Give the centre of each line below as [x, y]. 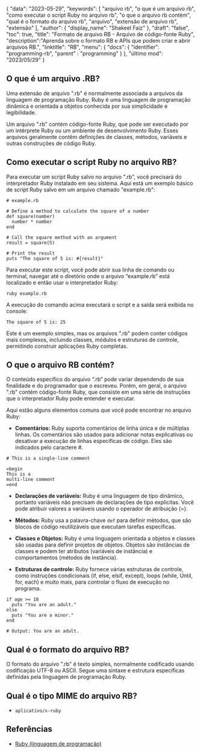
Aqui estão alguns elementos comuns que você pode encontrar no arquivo [99, 410]
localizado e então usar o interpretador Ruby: [62, 282]
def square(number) [31, 216]
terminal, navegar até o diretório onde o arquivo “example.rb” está [88, 276]
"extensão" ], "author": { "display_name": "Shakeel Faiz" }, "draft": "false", [98, 28]
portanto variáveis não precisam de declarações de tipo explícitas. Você [104, 503]
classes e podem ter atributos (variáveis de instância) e [84, 551]
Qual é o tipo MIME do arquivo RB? [72, 696]
